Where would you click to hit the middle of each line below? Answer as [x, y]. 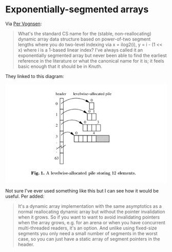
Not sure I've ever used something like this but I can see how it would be [82, 190]
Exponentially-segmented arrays [77, 9]
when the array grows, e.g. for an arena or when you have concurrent [91, 222]
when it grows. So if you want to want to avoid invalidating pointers [89, 217]
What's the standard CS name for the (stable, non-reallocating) [84, 33]
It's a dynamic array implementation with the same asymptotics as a [90, 206]
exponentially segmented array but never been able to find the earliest [92, 55]
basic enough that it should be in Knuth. [60, 66]
